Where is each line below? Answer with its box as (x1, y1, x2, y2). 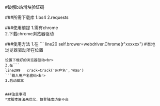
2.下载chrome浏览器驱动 (5, 31, 54, 36)
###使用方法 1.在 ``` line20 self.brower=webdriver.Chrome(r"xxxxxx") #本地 (5, 41, 156, 47)
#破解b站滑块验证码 (5, 4, 45, 10)
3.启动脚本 (5, 78, 24, 83)
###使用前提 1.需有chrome (5, 25, 58, 30)
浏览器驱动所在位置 (5, 47, 44, 53)
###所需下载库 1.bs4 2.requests (5, 15, 69, 20)
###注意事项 (5, 92, 27, 97)
